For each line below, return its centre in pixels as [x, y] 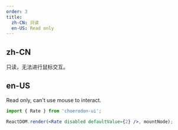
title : [14, 17]
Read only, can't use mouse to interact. [54, 100]
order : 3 [17, 12]
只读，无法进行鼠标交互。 [37, 67]
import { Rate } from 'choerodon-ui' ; [54, 111]
